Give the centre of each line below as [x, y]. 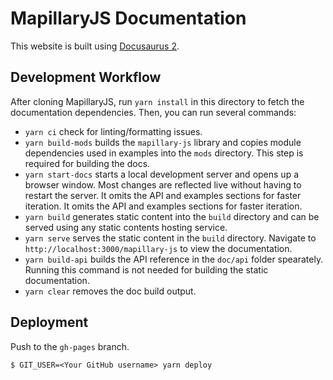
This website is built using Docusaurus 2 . [95, 46]
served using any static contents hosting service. [126, 227]
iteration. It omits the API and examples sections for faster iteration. [163, 206]
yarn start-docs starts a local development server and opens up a [162, 174]
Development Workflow [86, 77]
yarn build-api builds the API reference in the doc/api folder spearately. [174, 259]
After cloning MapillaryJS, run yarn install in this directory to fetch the [157, 101]
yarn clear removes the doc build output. [110, 291]
